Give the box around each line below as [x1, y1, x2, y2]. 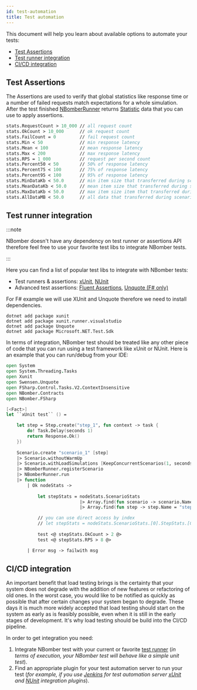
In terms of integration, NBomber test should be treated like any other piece [6, 339, 189, 346]
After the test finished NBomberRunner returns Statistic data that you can [6, 105, 184, 112]
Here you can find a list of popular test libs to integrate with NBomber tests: [6, 266, 189, 274]
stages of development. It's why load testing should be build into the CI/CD [6, 617, 188, 624]
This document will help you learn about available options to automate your [6, 30, 188, 37]
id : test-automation [6, 8, 57, 15]
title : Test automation [6, 14, 64, 20]
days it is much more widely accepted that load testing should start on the [6, 604, 185, 612]
